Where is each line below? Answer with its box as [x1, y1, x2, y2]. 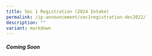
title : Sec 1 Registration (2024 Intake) [6, 8, 110, 15]
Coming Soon [6, 43, 40, 50]
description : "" [6, 19, 46, 25]
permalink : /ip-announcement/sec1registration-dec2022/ [6, 14, 146, 20]
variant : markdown [6, 25, 51, 31]
